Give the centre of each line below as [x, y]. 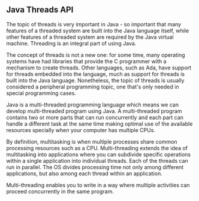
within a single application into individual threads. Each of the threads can [97, 160]
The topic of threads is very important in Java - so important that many [94, 24]
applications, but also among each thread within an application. [85, 173]
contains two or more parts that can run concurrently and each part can [95, 117]
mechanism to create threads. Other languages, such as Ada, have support [99, 68]
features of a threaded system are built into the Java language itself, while [98, 31]
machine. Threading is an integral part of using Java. [71, 43]
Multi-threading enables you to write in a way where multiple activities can [98, 185]
